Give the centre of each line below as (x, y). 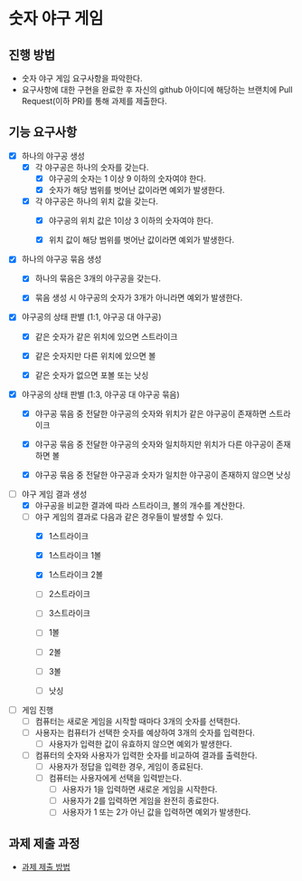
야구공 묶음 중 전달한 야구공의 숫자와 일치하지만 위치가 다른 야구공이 (155, 444)
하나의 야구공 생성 (53, 156)
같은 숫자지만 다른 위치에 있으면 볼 (95, 355)
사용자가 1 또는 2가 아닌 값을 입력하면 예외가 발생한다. (156, 812)
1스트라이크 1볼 (75, 556)
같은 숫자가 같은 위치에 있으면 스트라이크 (106, 336)
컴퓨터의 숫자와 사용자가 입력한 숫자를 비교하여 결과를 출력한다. (146, 755)
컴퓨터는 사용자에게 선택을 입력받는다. (115, 778)
